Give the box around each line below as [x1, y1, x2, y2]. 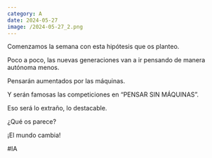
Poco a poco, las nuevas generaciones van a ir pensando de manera [7, 56, 206, 64]
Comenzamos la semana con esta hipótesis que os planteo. [7, 43, 180, 51]
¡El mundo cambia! [7, 131, 61, 140]
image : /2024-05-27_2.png [7, 23, 83, 30]
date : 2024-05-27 [7, 17, 58, 24]
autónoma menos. [7, 64, 60, 72]
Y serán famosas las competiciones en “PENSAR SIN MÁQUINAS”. [7, 90, 199, 99]
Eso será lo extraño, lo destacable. [7, 104, 107, 113]
